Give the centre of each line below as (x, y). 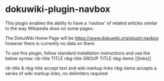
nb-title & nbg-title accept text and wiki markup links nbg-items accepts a (81, 68)
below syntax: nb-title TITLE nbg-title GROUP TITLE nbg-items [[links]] (78, 58)
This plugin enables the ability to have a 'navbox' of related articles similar (81, 23)
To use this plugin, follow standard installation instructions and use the (78, 53)
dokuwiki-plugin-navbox (58, 9)
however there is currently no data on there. (50, 43)
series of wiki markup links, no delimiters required (56, 73)
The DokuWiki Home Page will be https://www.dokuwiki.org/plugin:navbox (82, 38)
